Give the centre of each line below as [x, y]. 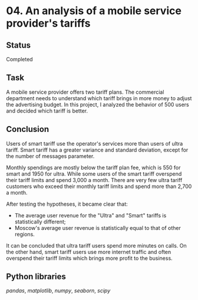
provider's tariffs [48, 23]
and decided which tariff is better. [47, 111]
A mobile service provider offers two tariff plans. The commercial [85, 92]
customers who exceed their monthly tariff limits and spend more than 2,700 [99, 186]
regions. [25, 234]
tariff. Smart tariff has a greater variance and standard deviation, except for [97, 150]
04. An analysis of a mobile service [94, 11]
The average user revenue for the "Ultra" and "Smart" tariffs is [90, 215]
